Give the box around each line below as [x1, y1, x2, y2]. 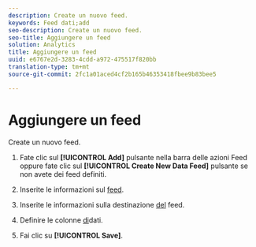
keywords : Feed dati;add [8, 19, 90, 27]
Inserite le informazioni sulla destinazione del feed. [19, 200, 185, 209]
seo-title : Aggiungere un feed [8, 33, 111, 42]
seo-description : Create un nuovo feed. [8, 26, 143, 34]
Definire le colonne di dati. [19, 215, 104, 225]
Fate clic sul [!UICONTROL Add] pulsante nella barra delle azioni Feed [19, 152, 248, 162]
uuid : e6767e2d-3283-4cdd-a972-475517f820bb [8, 56, 157, 64]
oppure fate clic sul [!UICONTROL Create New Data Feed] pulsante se [19, 161, 248, 170]
